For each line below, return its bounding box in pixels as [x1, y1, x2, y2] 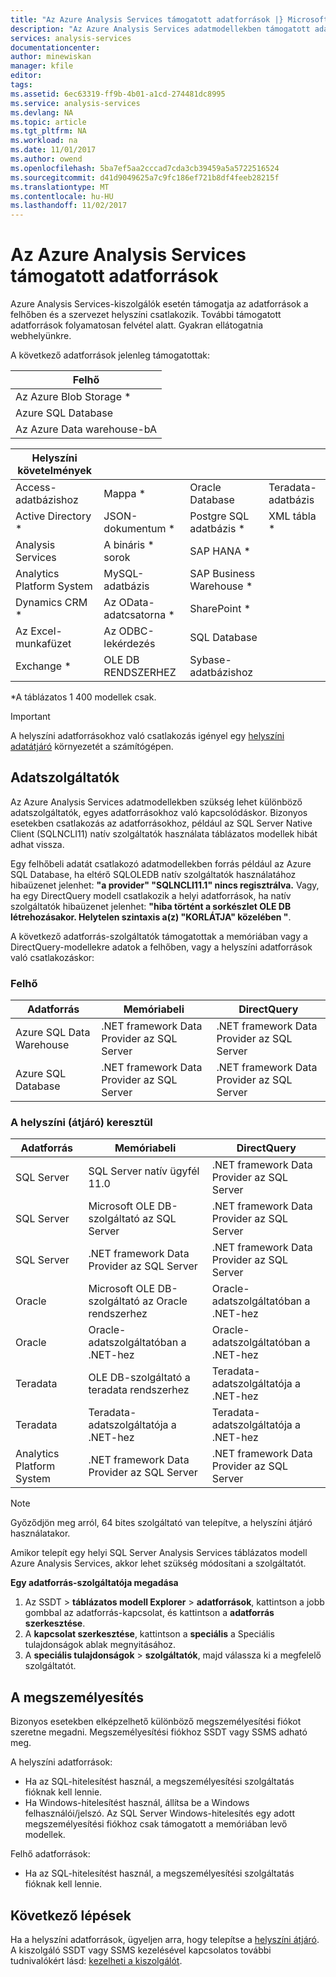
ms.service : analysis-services [10, 98, 141, 108]
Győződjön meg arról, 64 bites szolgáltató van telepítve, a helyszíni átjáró [10, 1517, 313, 1529]
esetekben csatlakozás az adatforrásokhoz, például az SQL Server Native [10, 817, 313, 829]
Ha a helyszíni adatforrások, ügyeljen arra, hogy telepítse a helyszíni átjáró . [10, 1934, 320, 1946]
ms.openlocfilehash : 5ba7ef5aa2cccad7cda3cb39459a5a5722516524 [10, 163, 280, 173]
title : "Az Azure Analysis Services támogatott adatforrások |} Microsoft [10, 14, 329, 25]
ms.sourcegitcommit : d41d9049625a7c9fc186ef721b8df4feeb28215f [10, 172, 280, 183]
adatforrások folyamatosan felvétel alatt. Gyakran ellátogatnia [10, 319, 264, 331]
